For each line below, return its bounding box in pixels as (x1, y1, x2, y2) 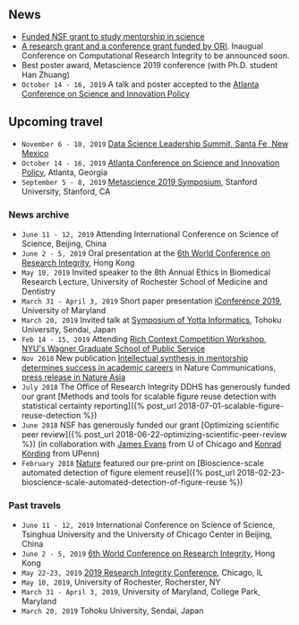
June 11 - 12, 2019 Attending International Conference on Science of (21, 228, 279, 239)
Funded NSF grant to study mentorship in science (21, 31, 205, 41)
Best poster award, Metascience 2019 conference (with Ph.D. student (21, 59, 278, 70)
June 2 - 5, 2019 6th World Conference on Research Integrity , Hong (21, 548, 276, 559)
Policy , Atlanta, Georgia (21, 166, 108, 178)
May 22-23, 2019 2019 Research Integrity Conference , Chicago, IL (21, 568, 264, 578)
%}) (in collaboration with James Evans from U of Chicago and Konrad (21, 438, 282, 449)
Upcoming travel (8, 114, 104, 129)
